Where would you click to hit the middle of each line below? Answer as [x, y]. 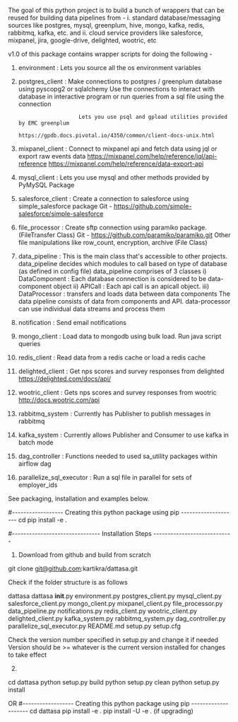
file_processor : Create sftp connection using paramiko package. [112, 227]
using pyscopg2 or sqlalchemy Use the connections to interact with [117, 89]
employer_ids [38, 485]
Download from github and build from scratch [84, 555]
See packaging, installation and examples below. [79, 499]
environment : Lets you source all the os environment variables [109, 68]
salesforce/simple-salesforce [61, 214]
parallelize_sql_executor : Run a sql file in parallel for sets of [105, 477]
